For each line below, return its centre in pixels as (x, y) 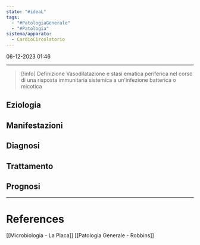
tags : (13, 17)
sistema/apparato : (29, 34)
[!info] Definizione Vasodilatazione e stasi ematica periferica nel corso (107, 73)
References (35, 219)
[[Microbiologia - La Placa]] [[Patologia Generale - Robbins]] (80, 235)
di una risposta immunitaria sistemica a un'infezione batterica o (99, 80)
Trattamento (30, 166)
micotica (31, 86)
